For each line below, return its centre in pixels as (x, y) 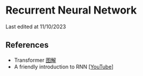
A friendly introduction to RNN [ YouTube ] (64, 67)
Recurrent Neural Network (71, 10)
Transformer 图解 (35, 60)
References (27, 45)
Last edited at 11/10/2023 (36, 27)
